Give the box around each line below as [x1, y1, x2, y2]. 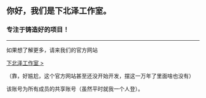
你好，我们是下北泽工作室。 [6, 5, 112, 16]
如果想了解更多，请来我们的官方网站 [6, 46, 98, 54]
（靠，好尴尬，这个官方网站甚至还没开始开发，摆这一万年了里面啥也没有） [6, 72, 194, 79]
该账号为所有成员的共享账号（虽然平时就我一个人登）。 [6, 85, 143, 93]
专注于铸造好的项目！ [6, 26, 69, 34]
